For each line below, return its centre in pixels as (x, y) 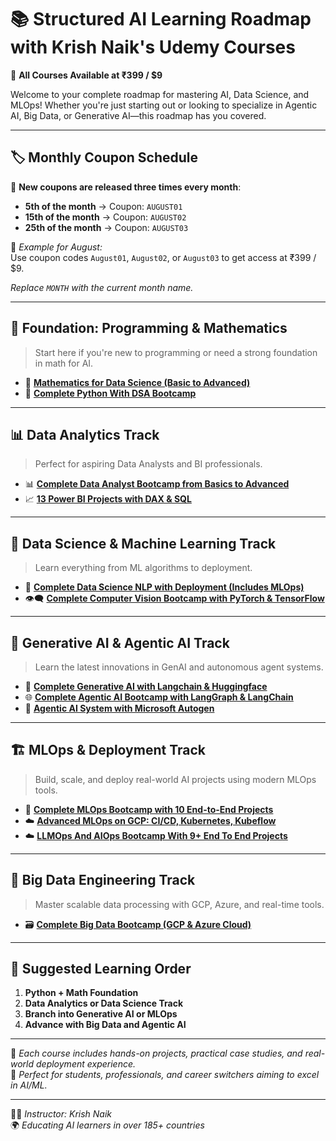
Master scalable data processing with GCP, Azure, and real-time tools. (179, 904)
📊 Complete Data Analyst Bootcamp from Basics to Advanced (157, 484)
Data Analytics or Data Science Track (104, 1003)
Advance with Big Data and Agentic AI (105, 1025)
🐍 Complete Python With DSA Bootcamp (110, 393)
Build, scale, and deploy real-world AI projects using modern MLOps (175, 779)
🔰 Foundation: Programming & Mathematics (149, 328)
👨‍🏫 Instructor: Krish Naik (61, 1114)
